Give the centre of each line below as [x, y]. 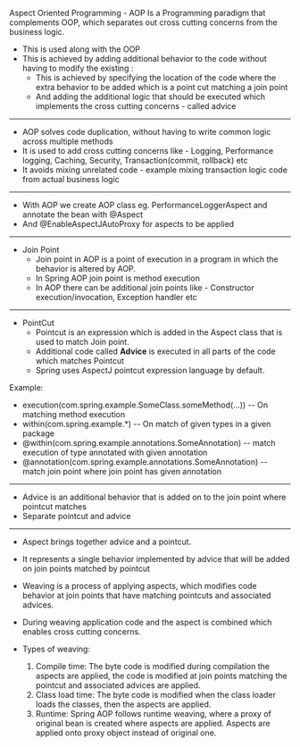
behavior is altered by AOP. [86, 269]
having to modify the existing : [78, 68]
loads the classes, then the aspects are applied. [123, 704]
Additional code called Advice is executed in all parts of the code [156, 351]
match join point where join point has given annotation [122, 471]
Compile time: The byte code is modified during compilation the [153, 666]
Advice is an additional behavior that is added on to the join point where [154, 497]
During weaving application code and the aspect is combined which [147, 622]
